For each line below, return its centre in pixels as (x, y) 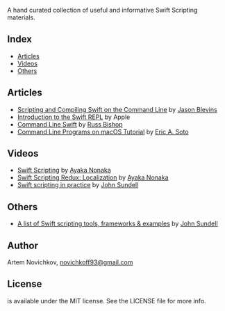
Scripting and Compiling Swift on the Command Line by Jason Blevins (117, 109)
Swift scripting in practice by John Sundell (78, 185)
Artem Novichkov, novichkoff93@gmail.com (70, 262)
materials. (22, 17)
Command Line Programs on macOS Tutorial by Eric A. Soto (103, 131)
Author (23, 245)
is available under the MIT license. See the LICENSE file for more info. (107, 301)
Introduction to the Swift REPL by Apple (74, 117)
